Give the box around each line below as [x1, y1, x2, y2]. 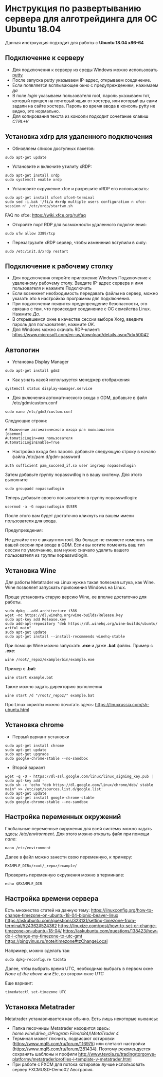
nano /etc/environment [5, 845, 51, 850]
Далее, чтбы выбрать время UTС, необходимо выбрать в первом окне [5, 966, 153, 971]
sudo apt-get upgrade [5, 751, 49, 757]
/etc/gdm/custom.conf [12, 400, 57, 406]
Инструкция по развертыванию [5, 3, 142, 14]
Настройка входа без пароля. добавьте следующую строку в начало [12, 449, 156, 455]
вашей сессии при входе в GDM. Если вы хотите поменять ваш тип [5, 542, 145, 548]
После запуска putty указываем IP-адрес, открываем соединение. [12, 77, 152, 83]
